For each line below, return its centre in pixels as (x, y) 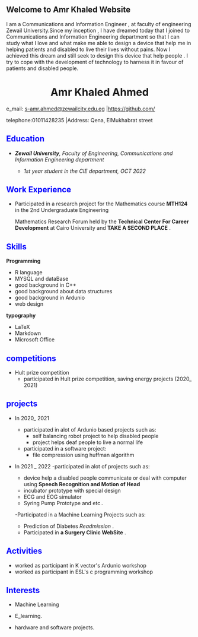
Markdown (28, 333)
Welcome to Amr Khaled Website (68, 10)
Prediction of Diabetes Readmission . (69, 526)
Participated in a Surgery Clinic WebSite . (75, 532)
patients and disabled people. (42, 68)
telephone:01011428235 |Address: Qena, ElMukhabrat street (79, 120)
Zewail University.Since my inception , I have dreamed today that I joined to (98, 30)
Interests (23, 590)
